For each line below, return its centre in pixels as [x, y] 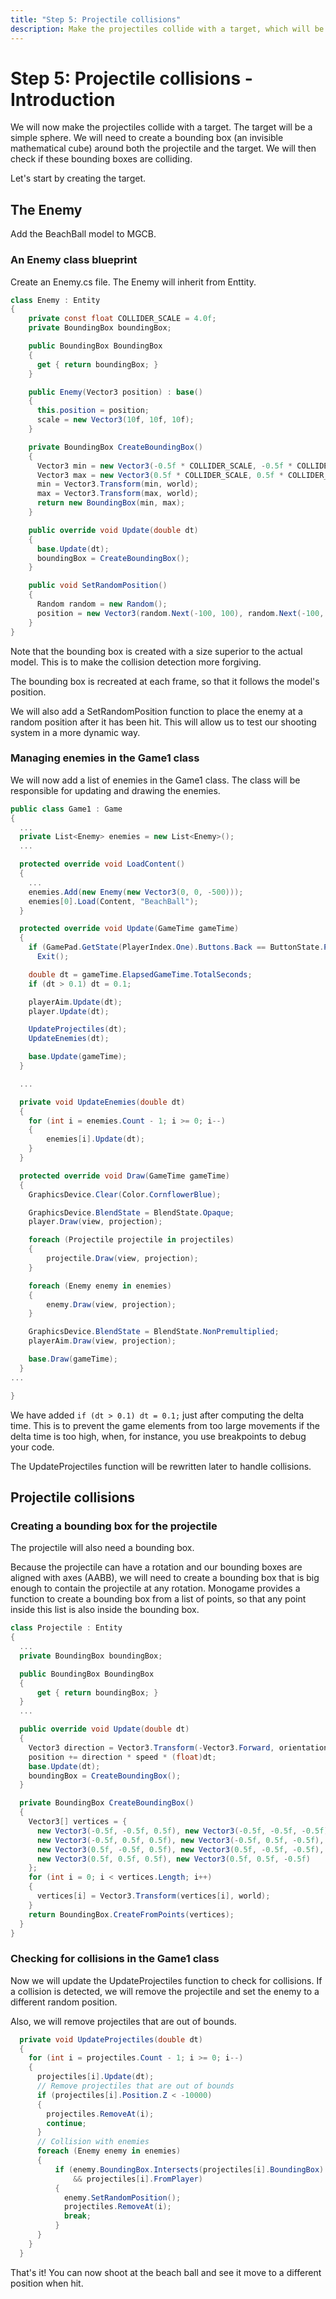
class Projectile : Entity [66, 1628]
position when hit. [47, 2283]
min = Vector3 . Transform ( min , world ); [117, 484]
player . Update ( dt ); [69, 1011]
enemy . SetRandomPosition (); [122, 2197]
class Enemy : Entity [55, 300]
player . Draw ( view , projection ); [95, 1222]
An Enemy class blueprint [74, 260]
